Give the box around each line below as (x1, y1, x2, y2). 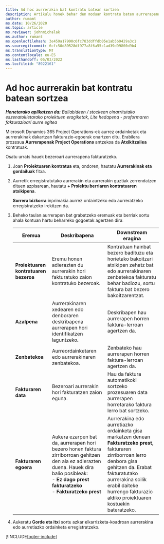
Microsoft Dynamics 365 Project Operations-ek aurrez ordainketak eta (5, 129, 146, 135)
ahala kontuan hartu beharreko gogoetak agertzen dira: (12, 217, 124, 223)
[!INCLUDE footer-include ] (5, 534, 57, 540)
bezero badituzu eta (107, 250, 153, 256)
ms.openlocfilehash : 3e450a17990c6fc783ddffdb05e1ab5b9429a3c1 (5, 39, 137, 44)
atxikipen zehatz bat (107, 262, 154, 269)
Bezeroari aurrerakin (52, 383, 99, 390)
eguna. (52, 395, 68, 402)
